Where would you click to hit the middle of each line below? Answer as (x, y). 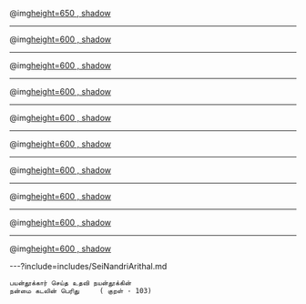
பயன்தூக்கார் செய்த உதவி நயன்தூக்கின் (71, 283)
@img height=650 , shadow (60, 13)
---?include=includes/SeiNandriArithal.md (88, 266)
